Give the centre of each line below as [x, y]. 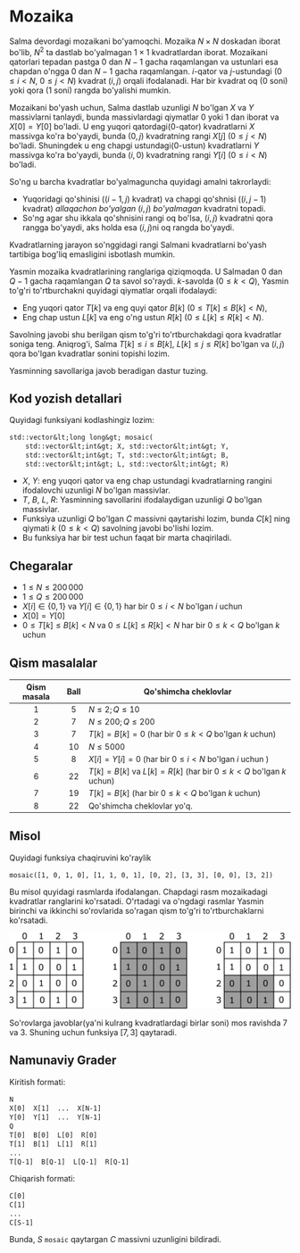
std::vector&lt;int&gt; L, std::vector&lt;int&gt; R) [127, 465]
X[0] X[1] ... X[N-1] [55, 1108]
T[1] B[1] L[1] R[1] [54, 1144]
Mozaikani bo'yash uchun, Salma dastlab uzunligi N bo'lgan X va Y [132, 107]
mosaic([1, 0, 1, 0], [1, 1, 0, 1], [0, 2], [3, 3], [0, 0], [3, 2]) [142, 875]
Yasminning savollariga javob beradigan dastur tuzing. [108, 370]
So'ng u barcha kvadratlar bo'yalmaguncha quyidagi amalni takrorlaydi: [140, 181]
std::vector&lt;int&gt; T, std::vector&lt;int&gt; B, [127, 456]
